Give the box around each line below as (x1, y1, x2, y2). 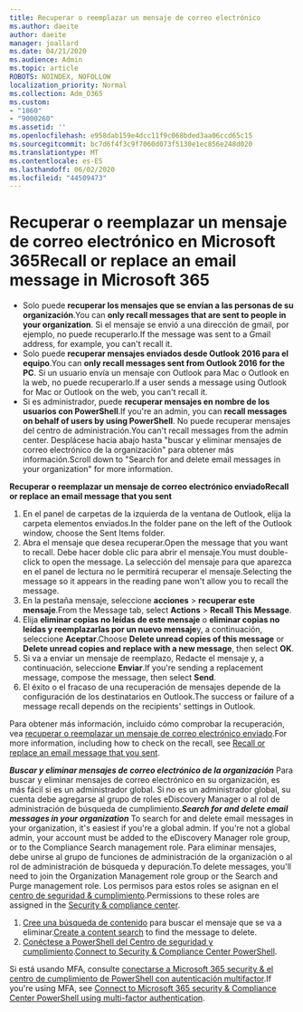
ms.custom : (9, 97, 51, 107)
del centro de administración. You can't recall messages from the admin (22, 425, 289, 436)
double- (258, 547, 289, 558)
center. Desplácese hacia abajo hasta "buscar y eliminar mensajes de (22, 435, 282, 446)
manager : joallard (9, 38, 79, 48)
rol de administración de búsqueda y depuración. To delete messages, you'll (9, 862, 292, 872)
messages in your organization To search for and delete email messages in (9, 813, 294, 824)
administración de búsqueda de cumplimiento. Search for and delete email (9, 804, 289, 814)
